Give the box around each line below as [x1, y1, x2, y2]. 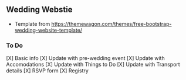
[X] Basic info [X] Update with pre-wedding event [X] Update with [6, 55, 165, 62]
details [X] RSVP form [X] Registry [6, 67, 89, 74]
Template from [14, 20, 50, 27]
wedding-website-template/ [14, 26, 83, 34]
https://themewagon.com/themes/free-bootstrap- [51, 20, 172, 27]
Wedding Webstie [6, 5, 73, 15]
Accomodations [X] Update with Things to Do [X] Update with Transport [6, 61, 180, 68]
